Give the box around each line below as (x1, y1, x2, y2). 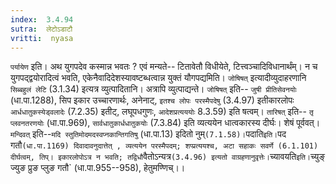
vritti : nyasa (10, 33, 74, 43)
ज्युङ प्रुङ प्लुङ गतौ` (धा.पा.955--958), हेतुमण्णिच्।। (10, 162, 186, 174)
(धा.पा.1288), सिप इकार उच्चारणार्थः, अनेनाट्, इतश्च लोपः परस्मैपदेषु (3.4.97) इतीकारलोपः (10, 94, 295, 106)
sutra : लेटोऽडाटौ (10, 24, 73, 34)
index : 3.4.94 (10, 14, 74, 25)
